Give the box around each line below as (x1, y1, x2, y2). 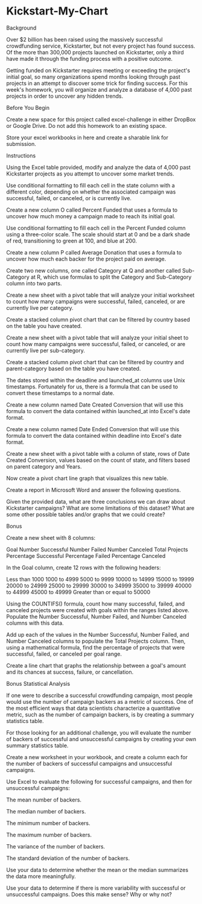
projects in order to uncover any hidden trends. (6, 92, 124, 100)
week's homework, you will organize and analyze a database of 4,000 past (6, 86, 192, 93)
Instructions (6, 152, 36, 159)
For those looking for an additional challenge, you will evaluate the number (6, 729, 192, 736)
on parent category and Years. (6, 463, 82, 470)
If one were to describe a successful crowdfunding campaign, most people (6, 692, 193, 699)
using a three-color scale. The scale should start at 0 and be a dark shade (6, 230, 191, 238)
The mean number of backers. (6, 796, 82, 803)
